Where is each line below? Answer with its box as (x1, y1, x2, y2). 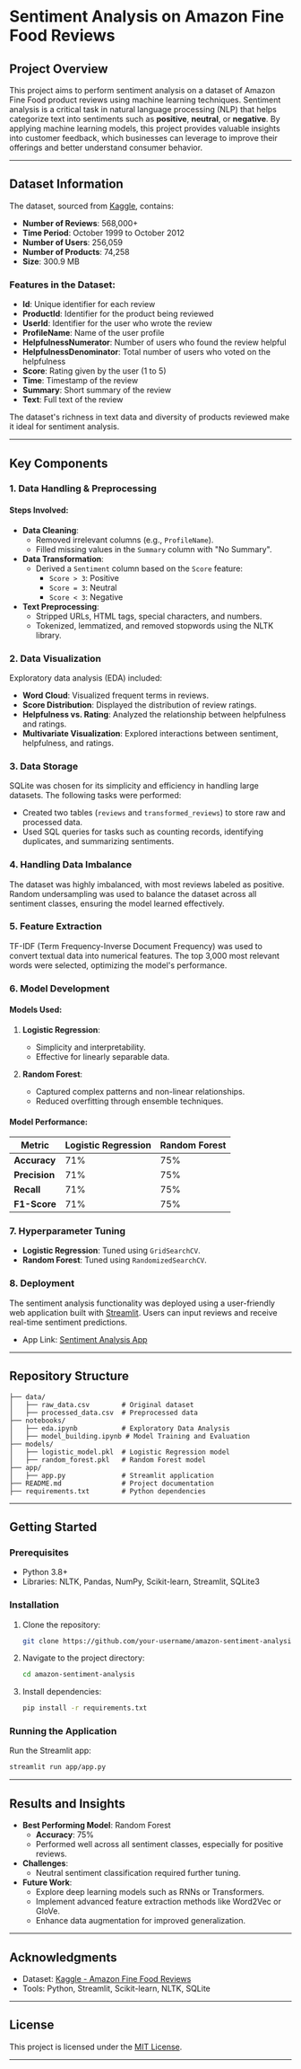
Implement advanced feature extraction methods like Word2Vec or (35, 1897, 282, 1907)
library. (35, 630, 62, 640)
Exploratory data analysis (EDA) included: (9, 672, 163, 683)
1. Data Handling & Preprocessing (9, 482, 157, 495)
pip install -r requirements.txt (21, 1704, 148, 1712)
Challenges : (21, 1858, 69, 1869)
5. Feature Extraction (9, 920, 103, 933)
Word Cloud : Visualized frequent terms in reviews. (21, 690, 209, 700)
